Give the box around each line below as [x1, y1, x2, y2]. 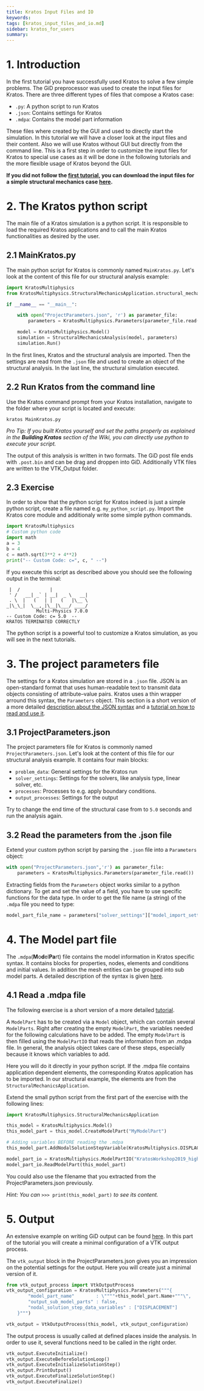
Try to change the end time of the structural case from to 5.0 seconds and [6, 805, 192, 813]
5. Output [6, 1212, 55, 1226]
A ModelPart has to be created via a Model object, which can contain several [6, 1018, 195, 1025]
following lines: [6, 1100, 44, 1107]
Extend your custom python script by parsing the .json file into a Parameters [6, 846, 197, 854]
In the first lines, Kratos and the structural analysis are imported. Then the [6, 351, 191, 358]
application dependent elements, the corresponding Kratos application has [6, 1069, 193, 1076]
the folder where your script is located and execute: [6, 405, 135, 412]
